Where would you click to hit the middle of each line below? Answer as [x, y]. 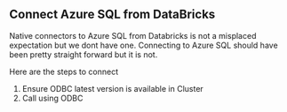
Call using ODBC [52, 98]
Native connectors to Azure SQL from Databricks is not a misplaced [133, 35]
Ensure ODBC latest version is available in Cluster [113, 88]
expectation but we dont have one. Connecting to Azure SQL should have [143, 45]
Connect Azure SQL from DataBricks [112, 15]
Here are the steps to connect [64, 71]
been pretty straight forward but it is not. [84, 54]
